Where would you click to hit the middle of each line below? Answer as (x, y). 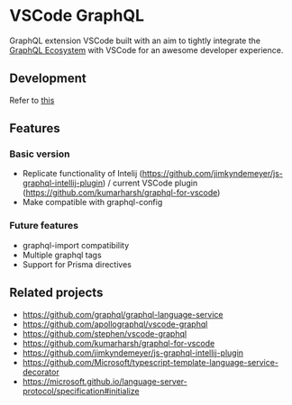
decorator (41, 372)
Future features (44, 226)
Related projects (56, 293)
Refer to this (32, 100)
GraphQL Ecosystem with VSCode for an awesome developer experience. (146, 49)
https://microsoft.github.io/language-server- (105, 381)
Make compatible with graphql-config (92, 202)
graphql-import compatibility (76, 245)
